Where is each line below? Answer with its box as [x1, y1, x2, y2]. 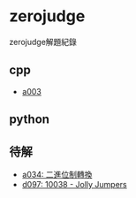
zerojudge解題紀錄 [9, 36, 78, 47]
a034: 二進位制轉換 [21, 169, 93, 179]
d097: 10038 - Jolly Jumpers [21, 179, 127, 189]
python [9, 112, 50, 127]
